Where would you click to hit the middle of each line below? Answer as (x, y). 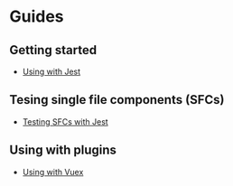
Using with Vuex (53, 172)
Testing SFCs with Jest (65, 121)
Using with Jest (51, 71)
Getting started (53, 50)
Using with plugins (63, 150)
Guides (37, 17)
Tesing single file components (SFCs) (117, 100)
